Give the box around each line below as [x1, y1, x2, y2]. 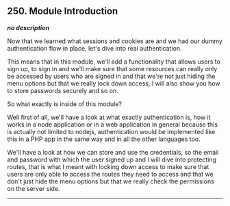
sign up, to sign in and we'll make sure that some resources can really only [7, 64, 218, 73]
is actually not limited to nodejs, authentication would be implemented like [7, 127, 216, 136]
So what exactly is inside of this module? [7, 99, 122, 108]
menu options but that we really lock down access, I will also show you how [7, 79, 220, 88]
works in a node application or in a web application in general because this [7, 120, 218, 129]
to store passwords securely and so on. [7, 86, 118, 94]
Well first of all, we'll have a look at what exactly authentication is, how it [7, 113, 211, 121]
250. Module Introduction [7, 5, 118, 17]
